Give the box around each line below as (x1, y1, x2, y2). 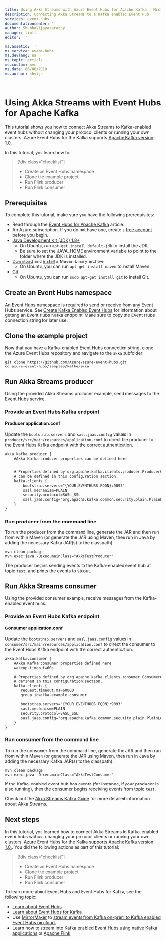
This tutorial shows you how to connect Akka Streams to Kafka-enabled (5, 124, 152, 130)
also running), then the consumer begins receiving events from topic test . (5, 786, 156, 792)
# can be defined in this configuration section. (14, 474, 119, 479)
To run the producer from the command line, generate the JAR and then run (5, 529, 159, 535)
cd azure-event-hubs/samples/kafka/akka (5, 364, 90, 369)
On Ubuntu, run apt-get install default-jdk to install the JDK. (19, 242, 149, 248)
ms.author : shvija (5, 71, 43, 77)
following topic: (5, 894, 37, 900)
